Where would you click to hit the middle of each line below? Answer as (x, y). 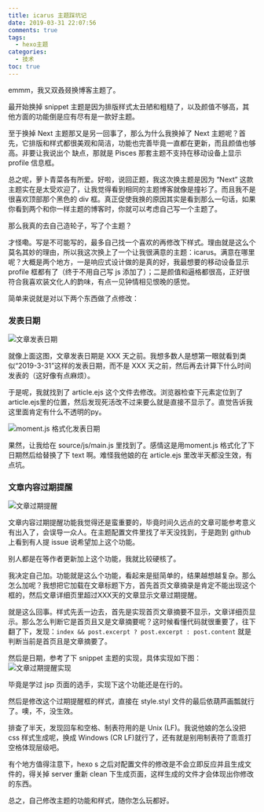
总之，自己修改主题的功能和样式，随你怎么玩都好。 (91, 801)
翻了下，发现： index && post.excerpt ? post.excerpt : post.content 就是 (130, 632)
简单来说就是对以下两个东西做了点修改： (73, 298)
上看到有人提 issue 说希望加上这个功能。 (74, 542)
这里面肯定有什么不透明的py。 (57, 412)
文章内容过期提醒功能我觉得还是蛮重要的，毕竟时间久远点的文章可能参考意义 (132, 523)
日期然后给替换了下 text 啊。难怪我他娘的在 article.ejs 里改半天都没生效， (127, 455)
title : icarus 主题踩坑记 (48, 15)
